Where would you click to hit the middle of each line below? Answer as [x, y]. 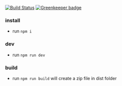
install [13, 20]
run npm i [22, 31]
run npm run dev [29, 55]
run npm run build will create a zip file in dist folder [64, 78]
